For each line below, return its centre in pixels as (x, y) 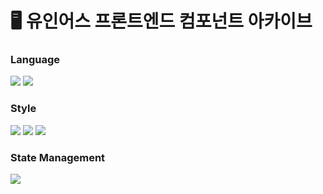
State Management (58, 157)
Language (35, 60)
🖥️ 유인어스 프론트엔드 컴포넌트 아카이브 (161, 21)
